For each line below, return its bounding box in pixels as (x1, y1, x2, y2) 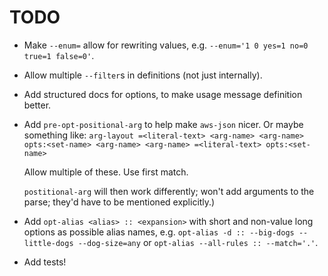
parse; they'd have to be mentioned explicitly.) (23, 196, 216, 208)
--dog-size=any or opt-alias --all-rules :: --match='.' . (77, 236, 319, 248)
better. (23, 99, 52, 111)
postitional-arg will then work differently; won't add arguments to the (23, 185, 315, 197)
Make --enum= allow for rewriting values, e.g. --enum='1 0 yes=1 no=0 (23, 39, 309, 51)
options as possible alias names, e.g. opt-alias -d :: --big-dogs (23, 226, 295, 238)
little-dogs (23, 238, 74, 248)
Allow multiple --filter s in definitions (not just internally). (23, 69, 263, 81)
